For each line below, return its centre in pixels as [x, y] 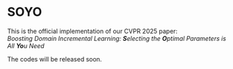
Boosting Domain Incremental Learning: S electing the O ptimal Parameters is [117, 38]
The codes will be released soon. [55, 59]
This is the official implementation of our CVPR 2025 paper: [93, 31]
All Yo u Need [26, 46]
